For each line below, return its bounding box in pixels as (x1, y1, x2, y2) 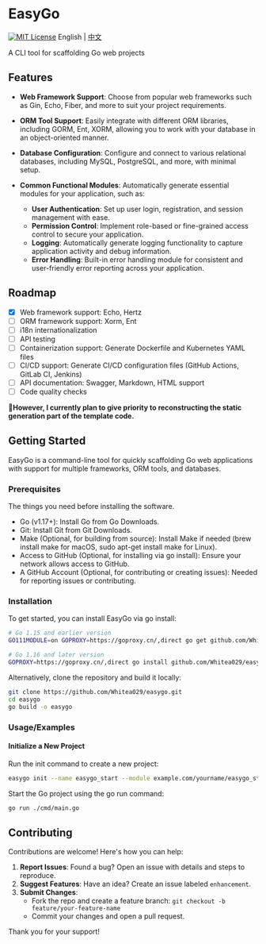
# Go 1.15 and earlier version (8, 629, 112, 638)
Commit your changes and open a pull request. (31, 911, 185, 921)
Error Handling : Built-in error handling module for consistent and (31, 255, 244, 264)
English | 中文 (58, 32, 102, 41)
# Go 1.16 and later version (8, 651, 104, 659)
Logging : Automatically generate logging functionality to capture (31, 237, 243, 247)
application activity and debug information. (31, 246, 172, 256)
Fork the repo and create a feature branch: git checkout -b (31, 896, 226, 906)
